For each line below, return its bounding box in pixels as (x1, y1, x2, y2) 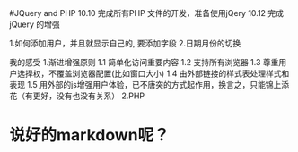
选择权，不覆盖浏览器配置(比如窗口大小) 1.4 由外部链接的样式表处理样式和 (16, 68, 290, 79)
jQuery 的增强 (9, 19, 60, 30)
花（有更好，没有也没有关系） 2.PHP (9, 90, 145, 101)
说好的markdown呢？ (9, 125, 170, 146)
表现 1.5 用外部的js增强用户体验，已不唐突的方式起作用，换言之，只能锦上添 (9, 80, 290, 89)
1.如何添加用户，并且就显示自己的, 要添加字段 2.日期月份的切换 (9, 38, 241, 48)
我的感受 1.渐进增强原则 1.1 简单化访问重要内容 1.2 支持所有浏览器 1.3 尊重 (9, 57, 279, 67)
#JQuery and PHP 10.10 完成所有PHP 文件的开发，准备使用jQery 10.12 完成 (9, 8, 285, 18)
